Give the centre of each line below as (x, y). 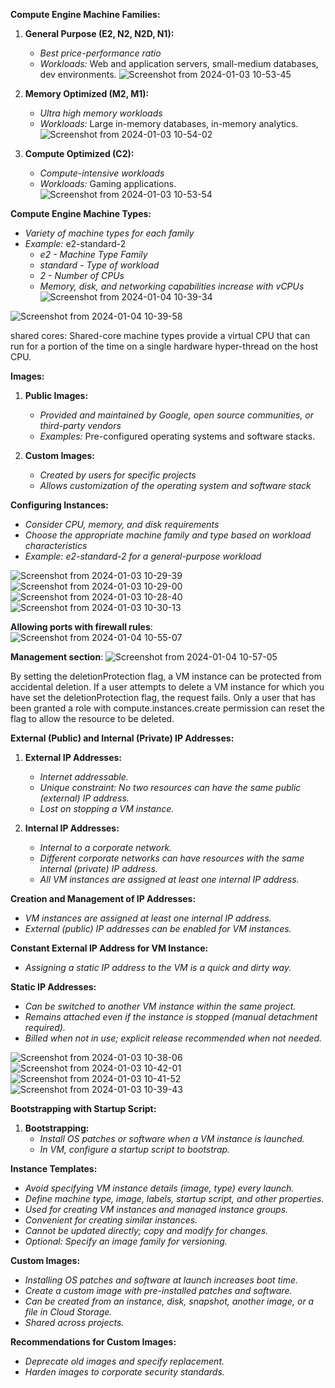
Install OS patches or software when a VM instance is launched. (172, 1138)
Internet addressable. (84, 777)
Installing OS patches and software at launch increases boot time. (161, 1280)
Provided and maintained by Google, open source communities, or (177, 415)
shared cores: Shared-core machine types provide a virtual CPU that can (160, 335)
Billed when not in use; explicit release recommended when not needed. (173, 1038)
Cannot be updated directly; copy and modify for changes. (146, 1230)
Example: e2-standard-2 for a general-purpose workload (143, 556)
